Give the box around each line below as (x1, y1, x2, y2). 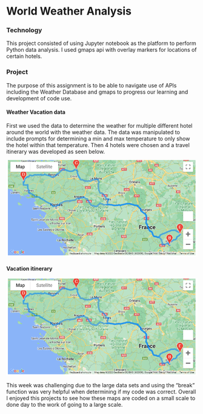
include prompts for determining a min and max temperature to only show (6, 135, 190, 142)
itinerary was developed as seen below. (6, 148, 105, 155)
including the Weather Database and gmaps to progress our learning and (6, 88, 188, 95)
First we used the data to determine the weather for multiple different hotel (6, 122, 193, 129)
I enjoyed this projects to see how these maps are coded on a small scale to (6, 394, 196, 402)
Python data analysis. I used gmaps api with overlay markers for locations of (6, 46, 197, 53)
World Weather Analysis (6, 4, 132, 18)
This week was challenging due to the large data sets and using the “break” (6, 381, 195, 388)
